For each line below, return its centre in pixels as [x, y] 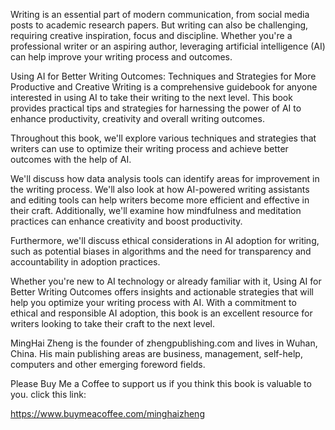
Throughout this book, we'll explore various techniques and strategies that [163, 138]
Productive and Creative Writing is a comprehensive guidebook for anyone [164, 87]
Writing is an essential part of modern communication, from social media [160, 14]
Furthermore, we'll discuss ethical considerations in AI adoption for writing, [165, 240]
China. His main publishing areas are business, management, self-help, [156, 353]
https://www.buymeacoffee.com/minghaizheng [107, 413]
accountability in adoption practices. [85, 262]
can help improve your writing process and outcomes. [121, 57]
